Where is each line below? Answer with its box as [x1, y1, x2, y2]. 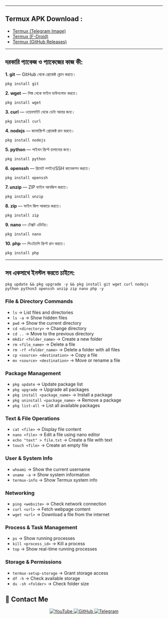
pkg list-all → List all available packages [12, 402, 100, 408]
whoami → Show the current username [12, 466, 90, 472]
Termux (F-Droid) [12, 33, 48, 39]
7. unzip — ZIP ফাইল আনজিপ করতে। [5, 184, 69, 190]
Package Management [5, 369, 61, 376]
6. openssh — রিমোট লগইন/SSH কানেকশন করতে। [5, 165, 91, 171]
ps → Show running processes [12, 535, 75, 541]
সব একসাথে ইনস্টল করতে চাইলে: [5, 269, 75, 277]
